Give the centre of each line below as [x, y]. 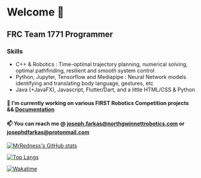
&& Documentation [31, 109]
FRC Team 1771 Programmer [60, 34]
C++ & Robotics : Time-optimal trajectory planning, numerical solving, [101, 64]
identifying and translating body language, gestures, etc [84, 83]
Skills [15, 51]
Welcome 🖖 [36, 12]
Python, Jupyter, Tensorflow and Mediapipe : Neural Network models [101, 76]
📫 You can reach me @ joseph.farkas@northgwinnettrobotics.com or [96, 124]
